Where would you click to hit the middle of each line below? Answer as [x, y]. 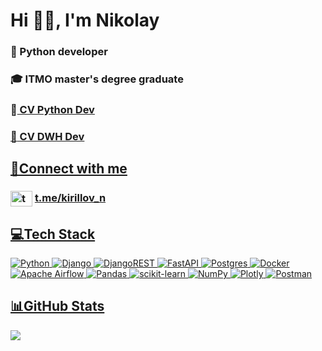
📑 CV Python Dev [52, 109]
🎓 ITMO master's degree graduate [97, 79]
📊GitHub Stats [57, 306]
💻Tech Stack [53, 234]
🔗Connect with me [69, 169]
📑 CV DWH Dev [47, 136]
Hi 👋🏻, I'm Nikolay [85, 20]
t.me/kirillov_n [70, 198]
